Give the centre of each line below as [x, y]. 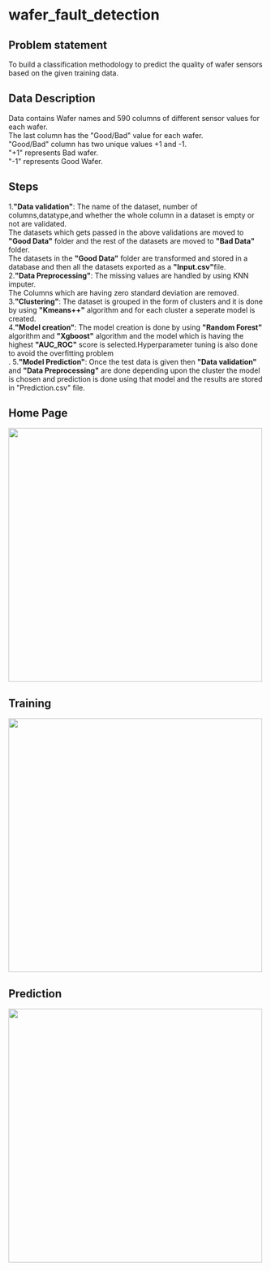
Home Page [38, 413]
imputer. [22, 284]
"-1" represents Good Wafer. [56, 161]
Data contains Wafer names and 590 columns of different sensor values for [134, 118]
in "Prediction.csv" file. [47, 387]
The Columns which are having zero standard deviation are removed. [124, 292]
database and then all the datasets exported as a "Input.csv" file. [117, 266]
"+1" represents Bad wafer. [54, 153]
